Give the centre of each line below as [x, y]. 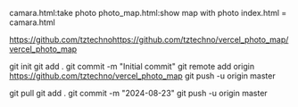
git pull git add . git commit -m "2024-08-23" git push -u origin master [138, 93]
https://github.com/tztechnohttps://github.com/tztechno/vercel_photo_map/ [149, 40]
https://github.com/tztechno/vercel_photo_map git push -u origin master [142, 76]
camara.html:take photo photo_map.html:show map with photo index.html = [148, 13]
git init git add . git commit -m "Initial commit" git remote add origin [132, 66]
